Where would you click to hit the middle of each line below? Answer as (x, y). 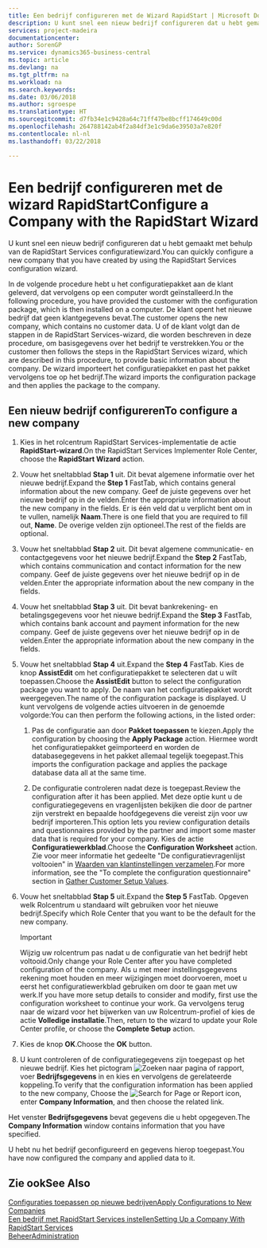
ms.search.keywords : (43, 89)
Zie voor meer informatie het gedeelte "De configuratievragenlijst (138, 856)
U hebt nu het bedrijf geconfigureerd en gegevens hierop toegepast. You (126, 1149)
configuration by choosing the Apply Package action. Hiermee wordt (145, 739)
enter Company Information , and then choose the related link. (122, 1102)
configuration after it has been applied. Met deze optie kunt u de (137, 797)
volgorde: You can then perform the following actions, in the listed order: (137, 715)
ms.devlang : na (33, 68)
